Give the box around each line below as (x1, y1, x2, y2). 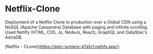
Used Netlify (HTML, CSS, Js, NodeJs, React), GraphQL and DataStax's (5, 29, 147, 35)
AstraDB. (5, 34, 23, 40)
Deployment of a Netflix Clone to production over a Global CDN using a (5, 19, 146, 25)
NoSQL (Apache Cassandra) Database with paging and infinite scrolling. (5, 24, 149, 30)
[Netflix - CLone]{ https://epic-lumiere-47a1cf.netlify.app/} (5, 43, 120, 49)
